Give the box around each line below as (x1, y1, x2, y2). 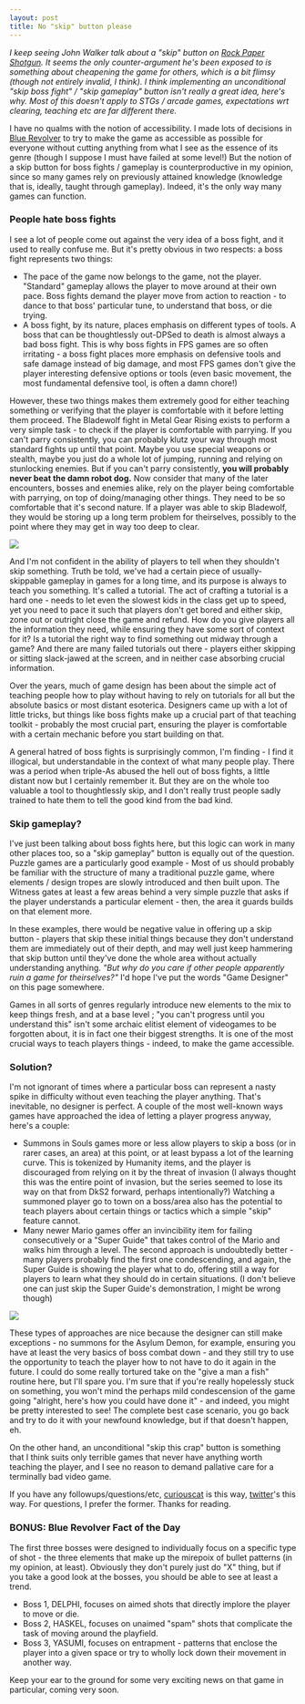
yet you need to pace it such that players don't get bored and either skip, (9, 604, 283, 615)
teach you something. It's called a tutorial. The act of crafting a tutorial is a (9, 584, 289, 595)
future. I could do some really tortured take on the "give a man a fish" (9, 1367, 269, 1378)
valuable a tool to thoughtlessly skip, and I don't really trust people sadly (9, 785, 281, 796)
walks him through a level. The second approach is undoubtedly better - (22, 1244, 294, 1255)
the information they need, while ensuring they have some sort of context (9, 624, 285, 635)
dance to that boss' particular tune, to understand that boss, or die (22, 300, 273, 311)
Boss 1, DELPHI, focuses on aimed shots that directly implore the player (22, 1598, 291, 1609)
